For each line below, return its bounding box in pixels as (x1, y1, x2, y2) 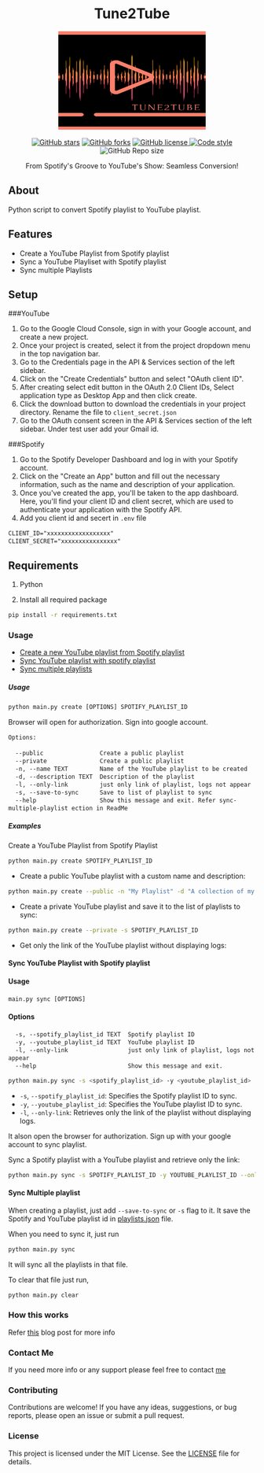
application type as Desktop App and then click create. (19, 391, 198, 401)
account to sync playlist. (8, 1139, 87, 1149)
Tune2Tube (93, 5, 170, 23)
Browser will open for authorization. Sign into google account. (8, 718, 208, 727)
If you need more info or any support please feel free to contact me (8, 1364, 226, 1374)
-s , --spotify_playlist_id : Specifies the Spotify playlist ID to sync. (19, 1091, 237, 1100)
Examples (8, 821, 42, 830)
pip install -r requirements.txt (8, 611, 118, 619)
